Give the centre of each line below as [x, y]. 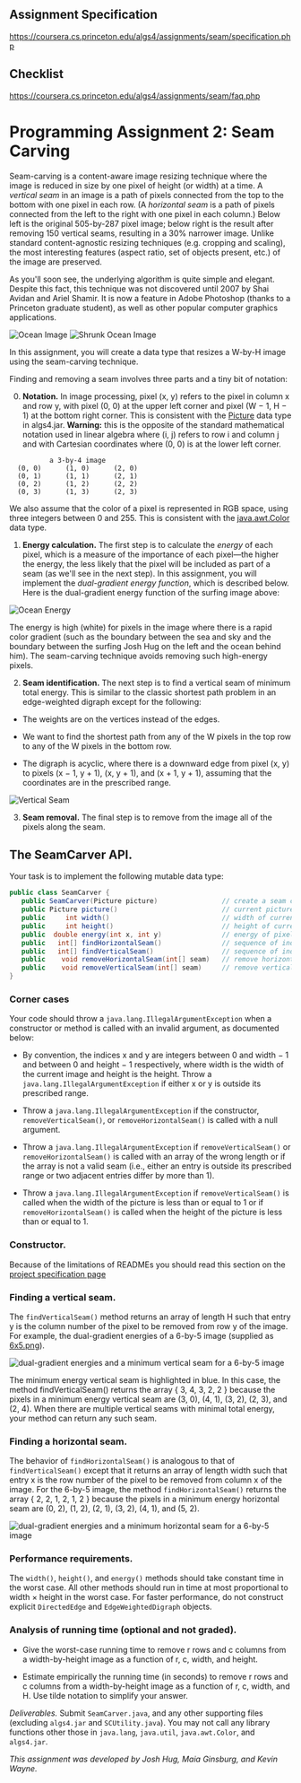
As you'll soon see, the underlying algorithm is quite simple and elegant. [142, 279]
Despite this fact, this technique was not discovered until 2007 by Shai [139, 288]
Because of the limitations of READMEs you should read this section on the [148, 1265]
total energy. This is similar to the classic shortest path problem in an [149, 692]
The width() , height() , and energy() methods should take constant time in [146, 1579]
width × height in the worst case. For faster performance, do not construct [146, 1597]
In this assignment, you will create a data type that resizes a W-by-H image [148, 352]
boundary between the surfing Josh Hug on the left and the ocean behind [146, 646]
